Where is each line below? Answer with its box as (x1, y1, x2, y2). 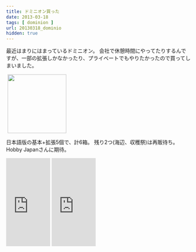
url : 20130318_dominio (6, 25, 62, 31)
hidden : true (6, 31, 38, 36)
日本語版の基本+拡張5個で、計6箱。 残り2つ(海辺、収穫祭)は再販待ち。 (6, 139, 178, 146)
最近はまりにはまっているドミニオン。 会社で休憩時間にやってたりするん (6, 48, 181, 55)
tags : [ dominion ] (6, 19, 54, 25)
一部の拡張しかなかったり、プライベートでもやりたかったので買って (21, 55, 186, 62)
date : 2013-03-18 (6, 14, 49, 20)
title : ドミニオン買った (6, 8, 60, 15)
